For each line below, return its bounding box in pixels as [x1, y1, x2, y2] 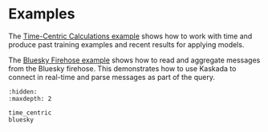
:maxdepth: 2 [8, 94, 52, 102]
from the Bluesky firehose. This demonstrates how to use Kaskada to [8, 63, 237, 73]
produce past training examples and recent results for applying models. [8, 39, 245, 49]
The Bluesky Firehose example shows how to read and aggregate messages [8, 55, 261, 65]
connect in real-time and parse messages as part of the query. [8, 72, 215, 82]
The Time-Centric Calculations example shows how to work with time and [8, 31, 253, 41]
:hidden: [8, 87, 38, 96]
